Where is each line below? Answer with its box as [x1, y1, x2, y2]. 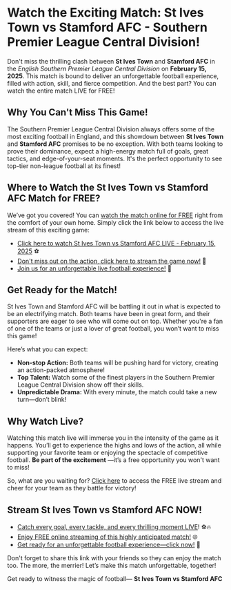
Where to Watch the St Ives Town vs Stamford [7, 182, 209, 194]
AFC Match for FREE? [7, 192, 101, 205]
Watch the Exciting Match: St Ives [7, 5, 204, 21]
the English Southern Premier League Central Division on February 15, [7, 64, 207, 73]
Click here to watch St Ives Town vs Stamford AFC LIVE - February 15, [17, 239, 216, 247]
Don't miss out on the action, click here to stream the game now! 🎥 [17, 257, 207, 265]
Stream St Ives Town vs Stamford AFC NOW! [7, 504, 202, 516]
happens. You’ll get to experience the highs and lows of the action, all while [7, 441, 222, 450]
